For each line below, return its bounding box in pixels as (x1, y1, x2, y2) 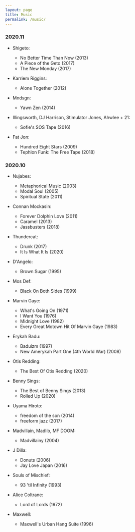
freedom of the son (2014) (20, 412, 75, 418)
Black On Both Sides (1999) (20, 288, 77, 294)
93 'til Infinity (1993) (20, 482, 62, 488)
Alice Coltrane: (12, 492, 44, 498)
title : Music (5, 12, 33, 17)
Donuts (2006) (20, 457, 51, 463)
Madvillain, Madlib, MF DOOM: (12, 428, 76, 434)
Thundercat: (12, 233, 39, 240)
